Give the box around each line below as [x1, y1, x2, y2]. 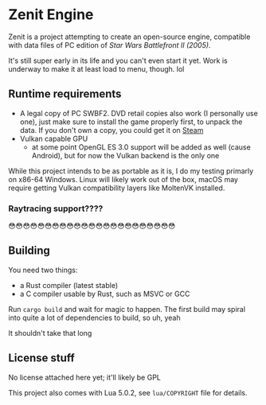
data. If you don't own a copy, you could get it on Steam [19, 125, 204, 134]
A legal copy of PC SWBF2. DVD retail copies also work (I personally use [19, 108, 259, 118]
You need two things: [8, 265, 78, 275]
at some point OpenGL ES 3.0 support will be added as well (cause [31, 142, 251, 152]
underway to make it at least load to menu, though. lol [8, 64, 185, 73]
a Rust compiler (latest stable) [19, 280, 119, 290]
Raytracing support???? [8, 203, 104, 214]
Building [8, 244, 50, 258]
